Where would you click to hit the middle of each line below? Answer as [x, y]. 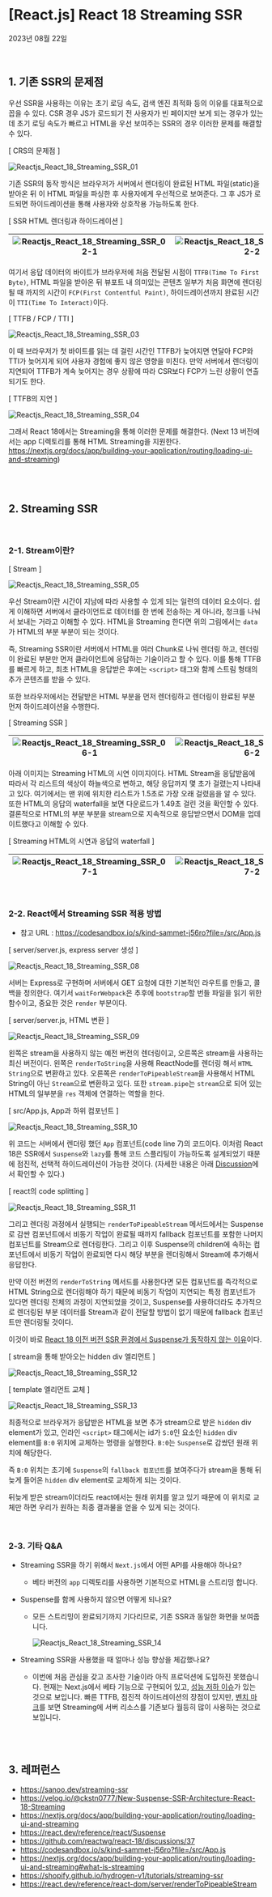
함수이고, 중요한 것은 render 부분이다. [68, 1003]
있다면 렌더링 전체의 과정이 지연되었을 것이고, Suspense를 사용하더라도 [121, 1302]
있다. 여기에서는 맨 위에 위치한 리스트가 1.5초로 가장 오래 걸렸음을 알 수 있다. [136, 793]
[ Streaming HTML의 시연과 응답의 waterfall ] [82, 841]
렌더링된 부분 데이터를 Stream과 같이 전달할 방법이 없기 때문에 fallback [129, 1312]
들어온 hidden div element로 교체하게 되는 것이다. [102, 1480]
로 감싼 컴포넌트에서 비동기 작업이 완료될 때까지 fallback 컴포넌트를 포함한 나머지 [136, 1234]
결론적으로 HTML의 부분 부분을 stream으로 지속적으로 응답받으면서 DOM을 [127, 813]
